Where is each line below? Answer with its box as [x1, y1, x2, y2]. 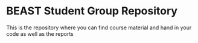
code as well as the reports [6, 30, 74, 37]
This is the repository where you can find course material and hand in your [6, 24, 192, 31]
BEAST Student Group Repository [6, 4, 178, 18]
